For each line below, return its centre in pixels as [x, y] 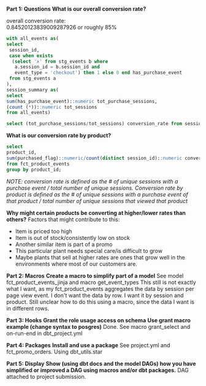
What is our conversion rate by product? [59, 136]
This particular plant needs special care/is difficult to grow [89, 250]
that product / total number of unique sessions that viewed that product [97, 201]
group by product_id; [34, 169]
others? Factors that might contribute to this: [63, 219]
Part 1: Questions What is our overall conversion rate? [76, 9]
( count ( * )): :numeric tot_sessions [52, 107]
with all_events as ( [33, 39]
